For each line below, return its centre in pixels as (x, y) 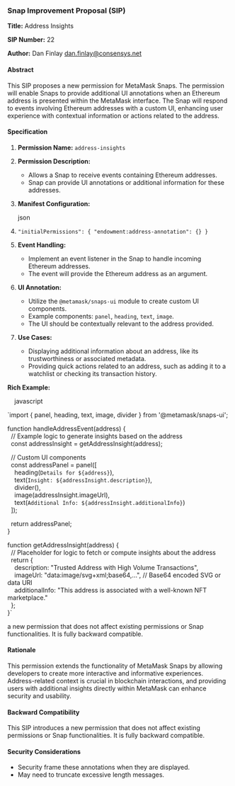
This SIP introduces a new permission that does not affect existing (104, 728)
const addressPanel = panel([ (53, 465)
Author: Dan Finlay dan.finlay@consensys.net (75, 53)
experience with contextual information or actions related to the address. (113, 115)
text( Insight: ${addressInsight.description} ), (83, 479)
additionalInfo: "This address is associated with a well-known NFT (110, 590)
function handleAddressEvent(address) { (67, 428)
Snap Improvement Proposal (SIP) (67, 11)
